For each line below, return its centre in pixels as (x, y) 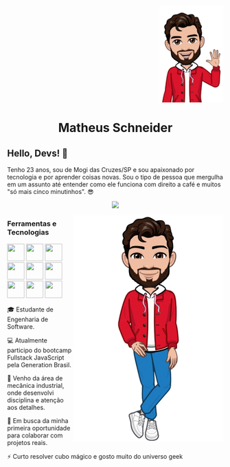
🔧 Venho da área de (35, 378)
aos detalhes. (26, 407)
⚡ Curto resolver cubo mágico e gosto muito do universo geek (95, 456)
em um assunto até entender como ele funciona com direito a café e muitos (114, 184)
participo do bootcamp (39, 350)
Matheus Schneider (115, 128)
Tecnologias (28, 232)
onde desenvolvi (31, 393)
